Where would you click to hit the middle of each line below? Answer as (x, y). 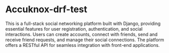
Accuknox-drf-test (46, 9)
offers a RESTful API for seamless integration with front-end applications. (82, 45)
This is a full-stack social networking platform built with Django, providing (83, 23)
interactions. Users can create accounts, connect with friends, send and (81, 34)
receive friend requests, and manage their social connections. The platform (85, 40)
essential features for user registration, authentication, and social (74, 29)
